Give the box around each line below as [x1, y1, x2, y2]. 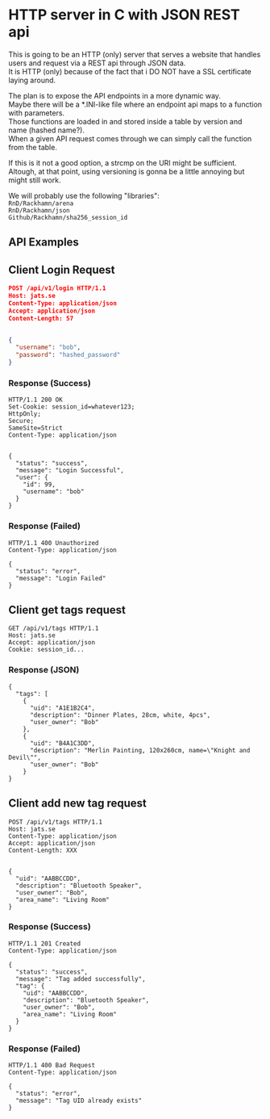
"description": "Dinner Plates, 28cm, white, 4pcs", [29, 710, 211, 719]
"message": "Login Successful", [15, 467, 125, 475]
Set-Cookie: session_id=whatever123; [8, 403, 135, 411]
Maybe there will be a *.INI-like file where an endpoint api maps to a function [8, 99, 263, 109]
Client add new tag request [8, 797, 147, 811]
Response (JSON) [8, 664, 80, 676]
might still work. [8, 175, 61, 185]
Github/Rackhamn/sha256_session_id [8, 213, 128, 221]
